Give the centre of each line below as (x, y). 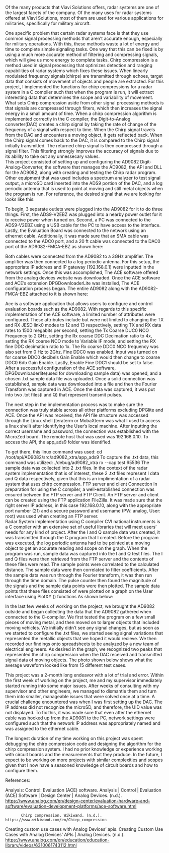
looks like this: (20, 199)
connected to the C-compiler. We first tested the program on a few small (80, 617)
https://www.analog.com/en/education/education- (57, 840)
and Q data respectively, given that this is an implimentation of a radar (78, 478)
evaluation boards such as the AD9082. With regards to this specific (76, 309)
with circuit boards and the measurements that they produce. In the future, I (84, 754)
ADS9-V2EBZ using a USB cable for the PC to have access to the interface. (83, 225)
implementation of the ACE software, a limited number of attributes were (80, 314)
